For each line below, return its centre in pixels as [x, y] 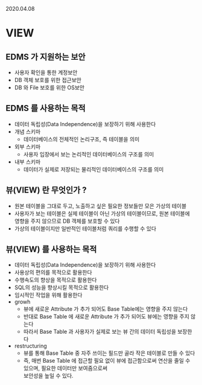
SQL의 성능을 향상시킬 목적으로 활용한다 [62, 288]
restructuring [31, 346]
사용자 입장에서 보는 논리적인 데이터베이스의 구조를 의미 [89, 154]
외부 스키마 [27, 147]
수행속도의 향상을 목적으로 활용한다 [55, 280]
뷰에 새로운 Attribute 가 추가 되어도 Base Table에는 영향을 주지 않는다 [106, 309]
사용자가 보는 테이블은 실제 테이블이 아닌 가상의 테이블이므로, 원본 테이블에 [102, 213]
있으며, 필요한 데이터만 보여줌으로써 [65, 368]
